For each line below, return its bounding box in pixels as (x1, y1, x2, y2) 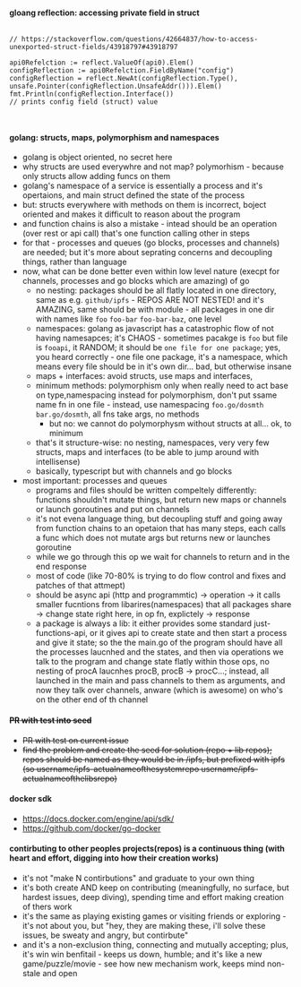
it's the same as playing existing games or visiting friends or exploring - (21, 911, 287, 922)
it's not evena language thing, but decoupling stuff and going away (35, 513, 283, 524)
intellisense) (35, 457, 81, 468)
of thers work (21, 901, 73, 913)
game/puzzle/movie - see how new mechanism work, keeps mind (21, 958, 266, 969)
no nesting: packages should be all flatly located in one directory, (35, 285, 277, 296)
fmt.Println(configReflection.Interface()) (9, 90, 175, 99)
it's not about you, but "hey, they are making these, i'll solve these (21, 921, 266, 931)
